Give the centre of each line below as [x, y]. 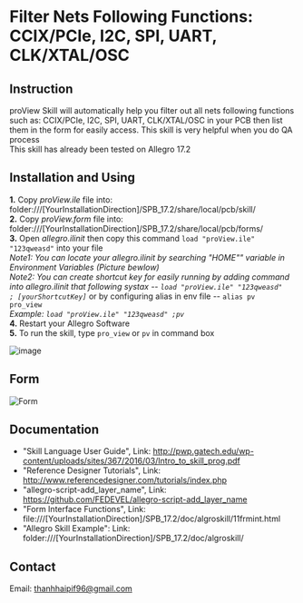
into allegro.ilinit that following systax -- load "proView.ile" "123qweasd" [146, 286]
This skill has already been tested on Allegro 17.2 [100, 149]
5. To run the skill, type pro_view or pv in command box [112, 332]
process [24, 139]
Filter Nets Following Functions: [132, 17]
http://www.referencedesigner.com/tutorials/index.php [125, 480]
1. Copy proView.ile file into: [61, 199]
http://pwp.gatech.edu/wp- [203, 451]
